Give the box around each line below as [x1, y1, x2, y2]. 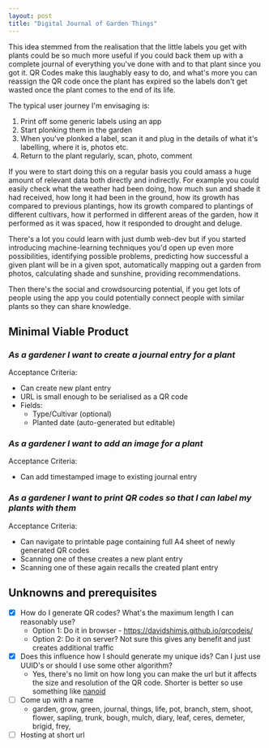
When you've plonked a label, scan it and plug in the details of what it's [19, 133, 258, 143]
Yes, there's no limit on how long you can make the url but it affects [32, 668, 258, 678]
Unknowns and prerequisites [8, 586, 157, 600]
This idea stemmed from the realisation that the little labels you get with [8, 41, 247, 51]
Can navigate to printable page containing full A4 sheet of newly [19, 536, 236, 546]
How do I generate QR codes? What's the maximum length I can [19, 608, 234, 617]
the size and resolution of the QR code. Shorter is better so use [32, 677, 243, 687]
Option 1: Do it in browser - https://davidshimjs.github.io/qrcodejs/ [32, 625, 254, 635]
